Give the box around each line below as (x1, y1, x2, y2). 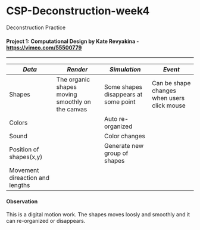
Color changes (104, 132, 146, 141)
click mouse (151, 101, 186, 110)
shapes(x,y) (9, 153, 43, 161)
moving (56, 91, 77, 99)
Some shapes (104, 83, 143, 91)
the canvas (56, 105, 87, 114)
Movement (9, 166, 39, 175)
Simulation (109, 66, 141, 74)
